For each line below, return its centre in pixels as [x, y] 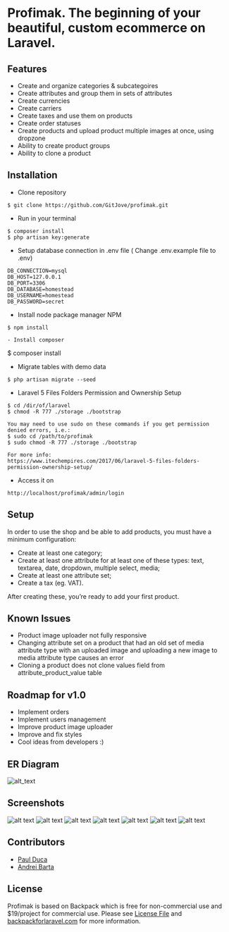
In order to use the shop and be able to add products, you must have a [110, 532]
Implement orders [43, 712]
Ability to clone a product [54, 153]
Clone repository [42, 192]
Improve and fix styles [50, 735]
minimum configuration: [42, 539]
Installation [32, 175]
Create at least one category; [60, 553]
